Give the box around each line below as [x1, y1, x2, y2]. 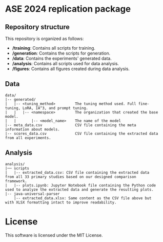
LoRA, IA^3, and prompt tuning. [22, 106, 89, 111]
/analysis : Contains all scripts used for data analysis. [12, 61, 119, 66]
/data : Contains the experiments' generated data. [12, 56, 112, 61]
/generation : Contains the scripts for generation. [12, 50, 111, 56]
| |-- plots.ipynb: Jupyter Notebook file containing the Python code [5, 183, 156, 188]
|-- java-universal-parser [5, 191, 60, 196]
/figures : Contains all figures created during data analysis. [12, 66, 130, 72]
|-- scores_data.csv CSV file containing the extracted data [5, 131, 159, 136]
